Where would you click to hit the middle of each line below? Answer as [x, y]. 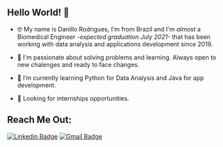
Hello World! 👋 [38, 13]
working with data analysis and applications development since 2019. [115, 44]
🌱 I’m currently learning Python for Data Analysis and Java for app [110, 78]
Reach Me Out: [39, 120]
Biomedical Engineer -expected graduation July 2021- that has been [114, 37]
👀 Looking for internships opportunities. [73, 98]
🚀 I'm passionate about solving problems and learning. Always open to [117, 57]
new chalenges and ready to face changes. [78, 64]
